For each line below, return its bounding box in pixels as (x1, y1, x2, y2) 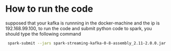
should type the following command (5, 31, 81, 37)
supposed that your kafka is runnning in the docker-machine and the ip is (5, 20, 160, 26)
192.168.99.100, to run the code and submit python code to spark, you (5, 25, 152, 31)
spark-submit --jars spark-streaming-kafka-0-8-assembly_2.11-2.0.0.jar (7, 40, 166, 46)
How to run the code (5, 3, 93, 15)
